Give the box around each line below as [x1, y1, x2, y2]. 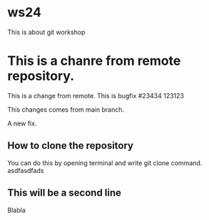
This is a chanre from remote [7, 53, 181, 69]
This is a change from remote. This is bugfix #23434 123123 [7, 91, 184, 100]
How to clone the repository [7, 140, 134, 152]
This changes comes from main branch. [7, 105, 125, 114]
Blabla [7, 206, 26, 214]
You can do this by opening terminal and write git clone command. [7, 158, 203, 167]
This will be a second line [7, 187, 122, 199]
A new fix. [7, 119, 37, 127]
